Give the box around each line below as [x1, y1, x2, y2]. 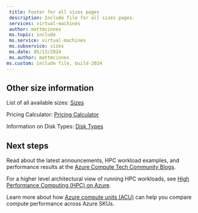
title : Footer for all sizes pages [9, 9, 100, 15]
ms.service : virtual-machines [9, 37, 86, 43]
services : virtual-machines [9, 20, 81, 26]
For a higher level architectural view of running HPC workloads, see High [6, 175, 189, 182]
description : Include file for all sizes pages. [9, 15, 136, 21]
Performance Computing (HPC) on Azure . [6, 182, 111, 189]
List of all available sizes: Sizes [6, 99, 84, 106]
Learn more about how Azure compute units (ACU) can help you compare [6, 193, 192, 201]
